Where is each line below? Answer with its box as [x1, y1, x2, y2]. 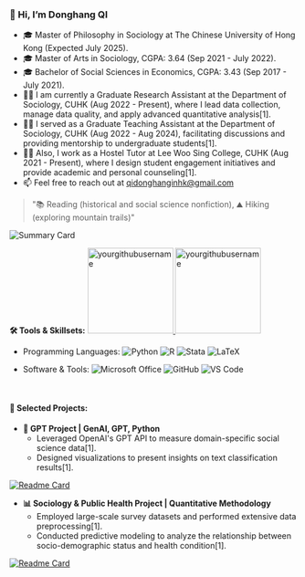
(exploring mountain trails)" [31, 212, 135, 223]
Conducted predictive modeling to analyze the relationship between [36, 530, 292, 541]
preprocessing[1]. [36, 520, 103, 531]
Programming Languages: [22, 346, 121, 357]
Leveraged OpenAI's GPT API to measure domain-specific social [36, 433, 280, 444]
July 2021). [22, 79, 66, 90]
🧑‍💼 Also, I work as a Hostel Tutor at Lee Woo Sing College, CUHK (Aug [22, 148, 289, 159]
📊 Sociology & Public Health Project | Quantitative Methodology [22, 498, 271, 509]
